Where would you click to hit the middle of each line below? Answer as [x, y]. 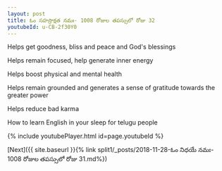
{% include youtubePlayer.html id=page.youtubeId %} [86, 136]
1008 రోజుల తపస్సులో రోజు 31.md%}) [57, 159]
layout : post [26, 14]
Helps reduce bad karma [43, 109]
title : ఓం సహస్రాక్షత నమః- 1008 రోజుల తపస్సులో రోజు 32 [81, 20]
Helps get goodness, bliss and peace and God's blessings [92, 47]
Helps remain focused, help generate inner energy [80, 61]
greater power [28, 95]
